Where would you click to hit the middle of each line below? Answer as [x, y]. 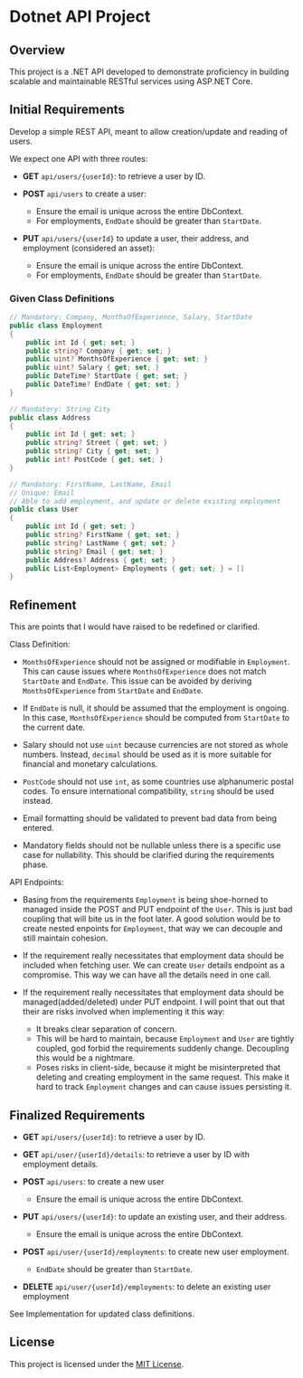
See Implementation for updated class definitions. [102, 1314]
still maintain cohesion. [65, 939]
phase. [35, 864]
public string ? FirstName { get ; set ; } [103, 535]
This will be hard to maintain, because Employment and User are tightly [165, 1039]
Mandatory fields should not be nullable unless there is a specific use [151, 845]
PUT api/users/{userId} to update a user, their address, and [136, 238]
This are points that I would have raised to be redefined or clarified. [135, 627]
